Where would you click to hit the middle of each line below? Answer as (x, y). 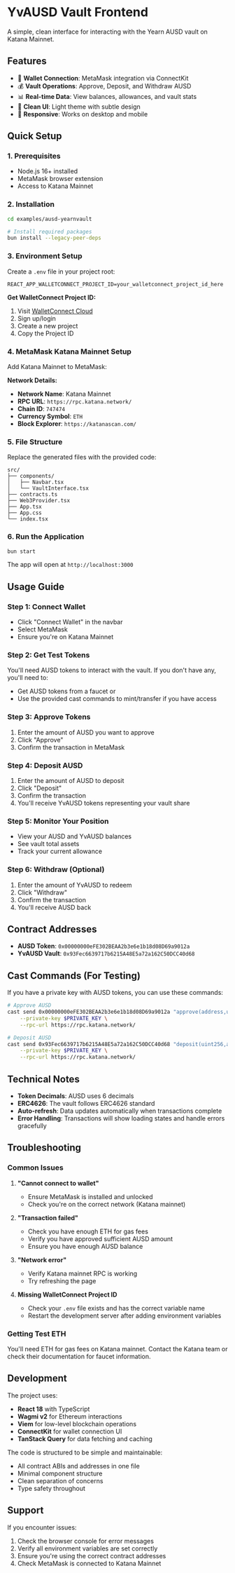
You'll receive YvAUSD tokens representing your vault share (104, 803)
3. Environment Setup (45, 256)
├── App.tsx (24, 507)
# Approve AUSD (29, 1005)
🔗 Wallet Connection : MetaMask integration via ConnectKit (103, 78)
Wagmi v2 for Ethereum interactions (70, 1416)
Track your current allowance (60, 851)
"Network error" (42, 1259)
